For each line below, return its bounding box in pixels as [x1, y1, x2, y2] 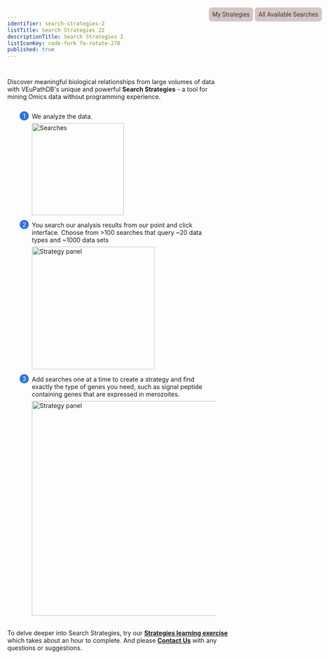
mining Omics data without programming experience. [7, 93, 161, 101]
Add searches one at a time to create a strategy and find [32, 375, 195, 383]
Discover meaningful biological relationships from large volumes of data [7, 78, 215, 86]
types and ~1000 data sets [32, 236, 109, 245]
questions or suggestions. [7, 644, 83, 652]
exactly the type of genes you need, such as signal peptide [32, 383, 203, 391]
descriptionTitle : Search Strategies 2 [7, 33, 124, 40]
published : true [7, 46, 55, 53]
